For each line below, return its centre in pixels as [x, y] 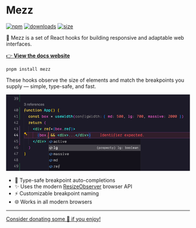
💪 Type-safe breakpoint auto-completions [65, 180]
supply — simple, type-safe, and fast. [51, 86]
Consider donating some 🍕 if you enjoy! [53, 219]
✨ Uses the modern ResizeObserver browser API [73, 186]
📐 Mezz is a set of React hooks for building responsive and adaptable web [95, 37]
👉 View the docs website [38, 56]
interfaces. [19, 44]
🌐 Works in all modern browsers [53, 202]
